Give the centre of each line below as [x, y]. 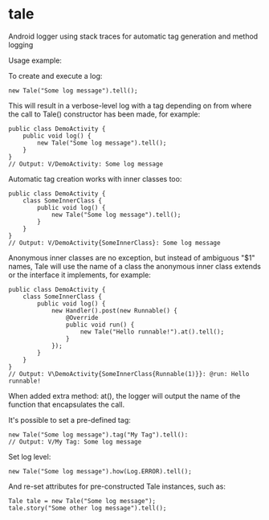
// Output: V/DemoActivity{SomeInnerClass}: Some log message [114, 243]
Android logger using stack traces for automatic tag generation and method [133, 36]
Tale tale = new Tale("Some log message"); [82, 501]
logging [21, 44]
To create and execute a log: [55, 76]
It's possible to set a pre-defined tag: [69, 420]
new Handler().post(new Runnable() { [114, 310]
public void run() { [100, 325]
